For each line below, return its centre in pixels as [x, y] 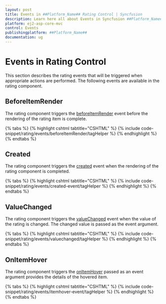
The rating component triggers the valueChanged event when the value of [81, 219]
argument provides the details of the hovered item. [57, 277]
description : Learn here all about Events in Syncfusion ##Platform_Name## [85, 19]
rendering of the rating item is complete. [46, 119]
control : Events [22, 28]
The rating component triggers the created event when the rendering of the [82, 166]
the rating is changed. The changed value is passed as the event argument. [82, 224]
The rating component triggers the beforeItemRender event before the [77, 113]
